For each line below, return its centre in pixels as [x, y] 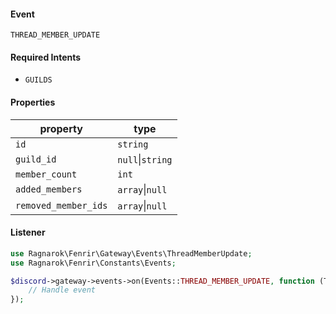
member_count [46, 174]
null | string [145, 159]
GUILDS [38, 80]
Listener [28, 232]
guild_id [36, 159]
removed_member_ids [61, 205]
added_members [49, 189]
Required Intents [46, 57]
